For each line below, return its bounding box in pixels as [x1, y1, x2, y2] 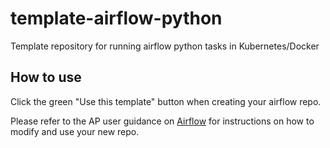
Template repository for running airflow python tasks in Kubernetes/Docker [10, 40, 320, 52]
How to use [10, 69, 82, 86]
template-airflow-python [10, 7, 223, 30]
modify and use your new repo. [10, 125, 140, 137]
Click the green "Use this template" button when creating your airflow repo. [10, 95, 322, 107]
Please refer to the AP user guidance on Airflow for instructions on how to [10, 115, 315, 127]
